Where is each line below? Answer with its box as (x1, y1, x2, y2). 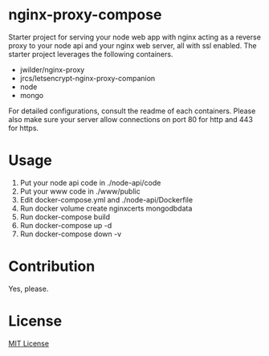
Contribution (8, 257, 96, 276)
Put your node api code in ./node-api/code (19, 178, 161, 187)
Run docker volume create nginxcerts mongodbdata (19, 203, 193, 213)
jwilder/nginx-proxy (19, 64, 85, 74)
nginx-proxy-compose (8, 6, 162, 24)
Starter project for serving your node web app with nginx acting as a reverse (8, 32, 261, 42)
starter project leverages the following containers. (8, 49, 173, 59)
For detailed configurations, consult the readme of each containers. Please (8, 106, 256, 116)
